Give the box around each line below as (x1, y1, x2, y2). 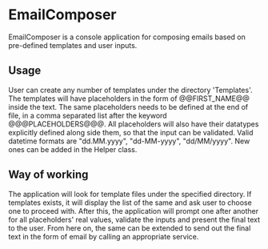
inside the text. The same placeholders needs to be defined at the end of (8, 102, 249, 111)
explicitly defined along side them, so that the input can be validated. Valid (8, 127, 254, 137)
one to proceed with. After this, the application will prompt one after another (8, 206, 259, 215)
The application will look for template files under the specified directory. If (8, 189, 252, 199)
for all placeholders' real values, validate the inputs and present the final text (8, 215, 261, 224)
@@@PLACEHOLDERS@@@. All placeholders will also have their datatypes (8, 118, 259, 129)
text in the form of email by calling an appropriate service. (8, 231, 199, 241)
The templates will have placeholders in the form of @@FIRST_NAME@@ (8, 94, 250, 103)
